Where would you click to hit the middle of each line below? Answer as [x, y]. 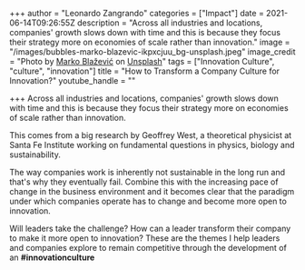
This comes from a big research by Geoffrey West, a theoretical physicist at [151, 135]
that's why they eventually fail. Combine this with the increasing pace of [144, 182]
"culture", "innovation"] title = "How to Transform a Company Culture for [144, 71]
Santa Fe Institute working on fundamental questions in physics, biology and [152, 145]
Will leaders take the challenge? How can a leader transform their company [150, 228]
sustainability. [35, 155]
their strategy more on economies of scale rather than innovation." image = [150, 42]
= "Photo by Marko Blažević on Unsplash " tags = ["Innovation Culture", [142, 61]
